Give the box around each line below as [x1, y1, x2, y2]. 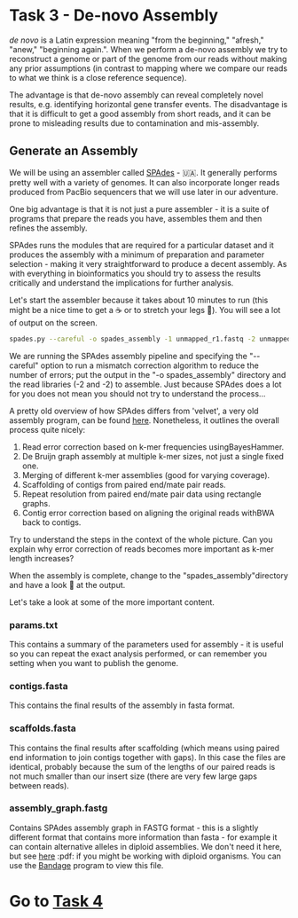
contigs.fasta [9, 679, 68, 692]
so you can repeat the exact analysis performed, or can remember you [9, 648, 268, 659]
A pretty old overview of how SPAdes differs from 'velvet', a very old [9, 405, 259, 416]
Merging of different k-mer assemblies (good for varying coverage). [21, 469, 271, 480]
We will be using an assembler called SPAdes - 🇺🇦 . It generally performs [9, 167, 278, 177]
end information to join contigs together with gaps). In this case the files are [9, 751, 286, 763]
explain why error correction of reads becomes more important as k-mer [9, 543, 275, 554]
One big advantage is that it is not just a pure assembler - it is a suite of [9, 203, 270, 214]
